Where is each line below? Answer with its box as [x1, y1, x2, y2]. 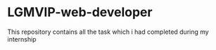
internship [7, 35, 37, 43]
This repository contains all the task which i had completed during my [7, 27, 209, 36]
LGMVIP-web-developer [7, 4, 153, 20]
